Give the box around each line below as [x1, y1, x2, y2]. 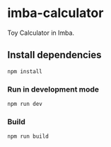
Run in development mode [7, 84, 100, 94]
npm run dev [7, 101, 42, 108]
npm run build [7, 133, 49, 140]
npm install [7, 67, 42, 75]
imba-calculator [7, 5, 104, 21]
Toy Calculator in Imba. [7, 28, 75, 37]
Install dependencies [7, 49, 102, 61]
